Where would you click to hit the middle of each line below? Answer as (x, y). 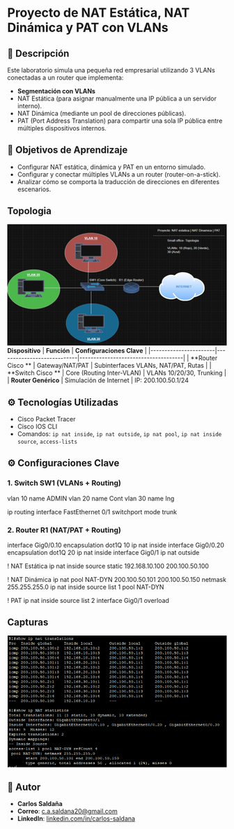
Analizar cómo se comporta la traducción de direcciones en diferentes (118, 181)
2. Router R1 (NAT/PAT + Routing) (64, 530)
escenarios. (34, 189)
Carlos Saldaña (40, 804)
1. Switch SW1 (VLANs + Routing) (64, 483)
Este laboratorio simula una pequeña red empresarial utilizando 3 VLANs (111, 70)
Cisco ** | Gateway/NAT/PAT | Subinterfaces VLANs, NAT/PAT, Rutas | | (109, 366)
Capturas (28, 622)
